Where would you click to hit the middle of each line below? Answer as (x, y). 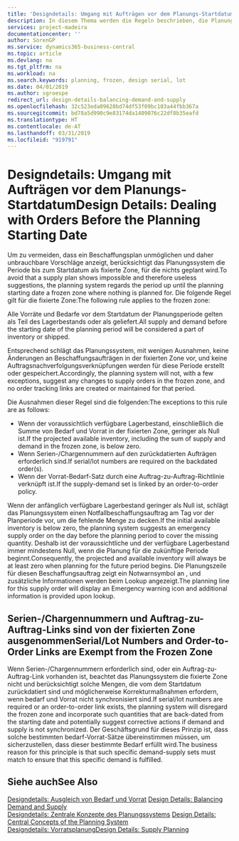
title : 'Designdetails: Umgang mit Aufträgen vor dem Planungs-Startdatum (121, 14)
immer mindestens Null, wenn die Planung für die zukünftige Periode (108, 551)
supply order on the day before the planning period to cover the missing (113, 536)
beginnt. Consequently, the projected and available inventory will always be (117, 559)
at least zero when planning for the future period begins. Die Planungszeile (117, 566)
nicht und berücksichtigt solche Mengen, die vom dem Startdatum (104, 684)
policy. (27, 492)
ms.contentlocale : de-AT (44, 126)
